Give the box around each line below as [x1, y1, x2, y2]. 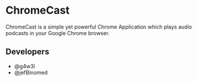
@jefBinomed [14, 69, 48, 76]
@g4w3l [14, 62, 35, 70]
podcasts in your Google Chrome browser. [5, 29, 110, 36]
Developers [5, 47, 49, 57]
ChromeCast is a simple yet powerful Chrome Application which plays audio [5, 23, 192, 30]
